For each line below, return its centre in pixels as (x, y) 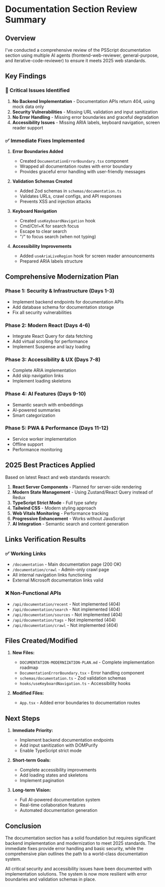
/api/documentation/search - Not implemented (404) (66, 609)
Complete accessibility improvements (58, 770)
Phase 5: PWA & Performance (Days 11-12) (57, 428)
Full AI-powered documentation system (60, 800)
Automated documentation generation (58, 810)
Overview (21, 38)
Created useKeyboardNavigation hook (57, 220)
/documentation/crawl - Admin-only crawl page (61, 570)
